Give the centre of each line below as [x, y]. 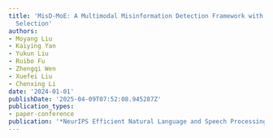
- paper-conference [41, 114]
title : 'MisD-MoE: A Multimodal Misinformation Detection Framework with [136, 16]
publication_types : [41, 106]
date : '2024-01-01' [41, 91]
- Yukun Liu [28, 54]
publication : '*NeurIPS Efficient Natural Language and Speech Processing [138, 122]
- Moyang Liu [30, 39]
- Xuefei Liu [30, 76]
